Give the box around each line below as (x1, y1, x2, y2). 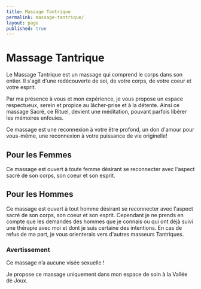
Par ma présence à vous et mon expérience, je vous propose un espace (6, 95, 184, 102)
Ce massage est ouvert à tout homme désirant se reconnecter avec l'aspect (6, 205, 193, 212)
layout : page (6, 20, 39, 26)
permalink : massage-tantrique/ (6, 14, 84, 20)
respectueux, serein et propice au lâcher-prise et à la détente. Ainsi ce (6, 102, 180, 109)
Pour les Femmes (6, 150, 72, 160)
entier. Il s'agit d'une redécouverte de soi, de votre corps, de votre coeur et (6, 77, 191, 84)
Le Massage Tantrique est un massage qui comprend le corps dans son (6, 71, 183, 78)
